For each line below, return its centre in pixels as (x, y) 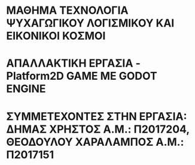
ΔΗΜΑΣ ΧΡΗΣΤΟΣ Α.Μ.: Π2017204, (98, 129)
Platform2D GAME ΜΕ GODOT (82, 76)
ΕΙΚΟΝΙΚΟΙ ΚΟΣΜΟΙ (56, 36)
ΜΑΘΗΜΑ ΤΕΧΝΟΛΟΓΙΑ (67, 10)
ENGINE (26, 89)
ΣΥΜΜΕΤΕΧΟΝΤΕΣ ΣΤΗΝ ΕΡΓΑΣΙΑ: (97, 116)
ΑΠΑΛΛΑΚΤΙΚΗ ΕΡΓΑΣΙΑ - (73, 63)
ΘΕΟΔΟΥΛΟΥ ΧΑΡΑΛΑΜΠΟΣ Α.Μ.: (95, 142)
